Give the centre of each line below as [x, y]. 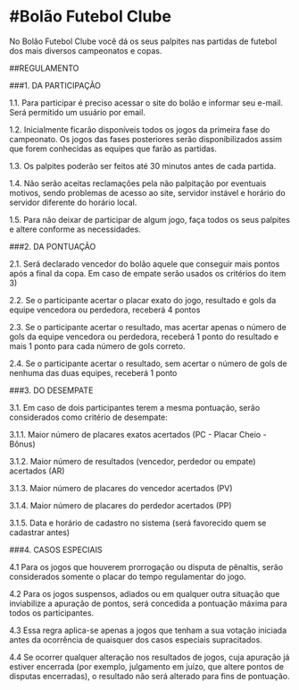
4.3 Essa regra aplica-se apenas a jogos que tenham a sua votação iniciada [148, 630]
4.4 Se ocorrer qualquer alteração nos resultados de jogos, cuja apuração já [149, 657]
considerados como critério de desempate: [88, 417]
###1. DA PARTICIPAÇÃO [55, 85]
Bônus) [22, 444]
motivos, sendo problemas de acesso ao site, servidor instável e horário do [147, 192]
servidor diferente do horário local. [73, 202]
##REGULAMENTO [44, 68]
